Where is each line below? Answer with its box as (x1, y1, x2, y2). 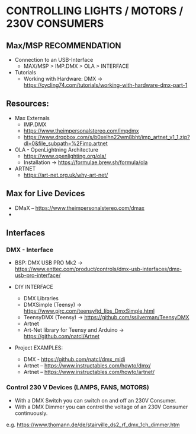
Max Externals (14, 114, 50, 121)
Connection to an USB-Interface (14, 56, 94, 63)
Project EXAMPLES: (14, 344, 63, 351)
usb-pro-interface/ (14, 272, 61, 279)
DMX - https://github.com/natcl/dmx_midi (23, 356, 126, 363)
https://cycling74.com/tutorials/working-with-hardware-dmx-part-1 (23, 81, 188, 89)
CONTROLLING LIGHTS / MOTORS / (6, 4, 184, 18)
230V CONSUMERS (6, 17, 104, 30)
